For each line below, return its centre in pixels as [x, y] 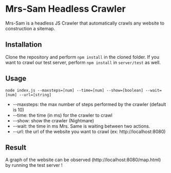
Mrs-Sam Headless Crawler [65, 9]
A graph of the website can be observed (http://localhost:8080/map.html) [83, 160]
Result [16, 147]
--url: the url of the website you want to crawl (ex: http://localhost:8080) [89, 132]
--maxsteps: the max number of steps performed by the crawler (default [89, 104]
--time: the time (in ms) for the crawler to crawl [63, 115]
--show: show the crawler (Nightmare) [53, 120]
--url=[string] [35, 95]
